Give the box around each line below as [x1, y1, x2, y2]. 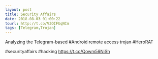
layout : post [5, 7, 32, 12]
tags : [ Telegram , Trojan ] [5, 26, 56, 30]
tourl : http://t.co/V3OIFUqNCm [5, 21, 69, 26]
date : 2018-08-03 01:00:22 [5, 16, 61, 21]
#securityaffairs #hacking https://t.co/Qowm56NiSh [5, 49, 110, 55]
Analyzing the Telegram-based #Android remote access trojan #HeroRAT [5, 39, 154, 45]
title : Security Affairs [5, 12, 56, 17]
